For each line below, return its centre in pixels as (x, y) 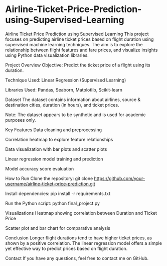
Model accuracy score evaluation (40, 168)
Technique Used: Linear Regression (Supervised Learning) (66, 80)
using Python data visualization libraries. (47, 55)
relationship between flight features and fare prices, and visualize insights (81, 50)
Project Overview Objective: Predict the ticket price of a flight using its (78, 65)
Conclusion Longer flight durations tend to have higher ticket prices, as (78, 238)
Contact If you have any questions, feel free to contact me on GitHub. (77, 258)
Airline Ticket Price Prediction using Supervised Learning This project (77, 34)
